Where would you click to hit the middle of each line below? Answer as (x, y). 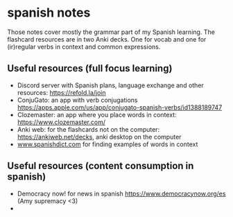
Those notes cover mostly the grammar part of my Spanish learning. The (111, 32)
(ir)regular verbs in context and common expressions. (84, 46)
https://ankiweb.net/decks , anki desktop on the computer (99, 137)
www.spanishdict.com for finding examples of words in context (107, 144)
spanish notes (49, 13)
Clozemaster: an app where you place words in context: (97, 114)
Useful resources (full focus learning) (90, 68)
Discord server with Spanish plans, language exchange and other (111, 85)
